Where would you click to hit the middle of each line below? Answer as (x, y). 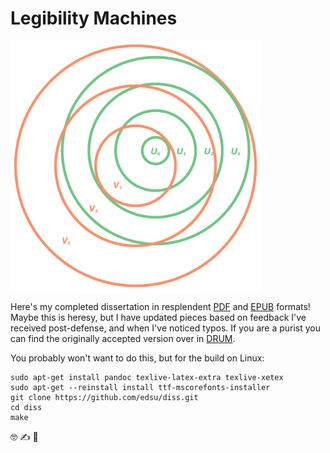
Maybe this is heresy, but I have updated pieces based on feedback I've (158, 317)
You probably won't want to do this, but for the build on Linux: (137, 358)
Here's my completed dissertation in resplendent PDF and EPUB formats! (160, 306)
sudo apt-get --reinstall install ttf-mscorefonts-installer (140, 387)
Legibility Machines (94, 18)
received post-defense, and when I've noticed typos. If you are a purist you (166, 328)
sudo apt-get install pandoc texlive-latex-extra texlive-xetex (147, 377)
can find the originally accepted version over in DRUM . (123, 338)
